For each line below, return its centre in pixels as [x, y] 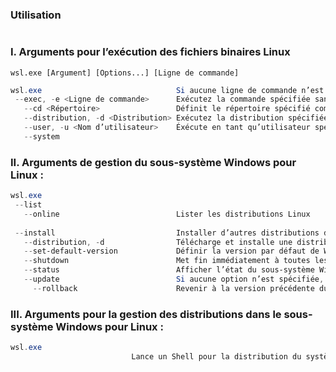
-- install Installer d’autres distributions [167, 233]
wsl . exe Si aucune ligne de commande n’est [167, 90]
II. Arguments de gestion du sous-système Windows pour [153, 162]
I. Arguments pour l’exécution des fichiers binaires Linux [150, 52]
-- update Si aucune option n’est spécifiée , [174, 279]
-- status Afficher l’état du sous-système [169, 270]
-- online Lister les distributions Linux [167, 214]
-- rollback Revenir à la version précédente [173, 288]
